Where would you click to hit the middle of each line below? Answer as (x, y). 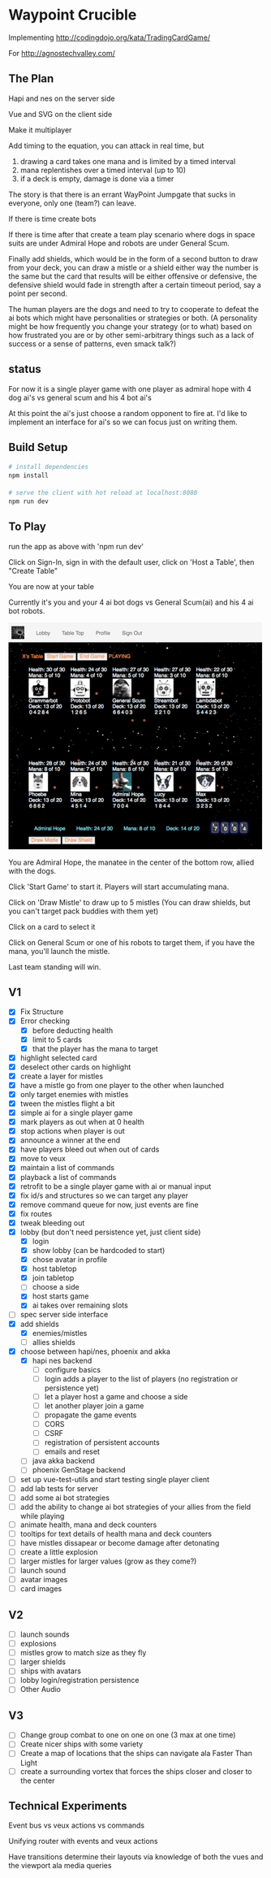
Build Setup (38, 447)
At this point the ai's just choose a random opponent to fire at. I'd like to (128, 413)
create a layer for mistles (62, 1076)
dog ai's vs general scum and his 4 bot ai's (80, 397)
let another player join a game (94, 1406)
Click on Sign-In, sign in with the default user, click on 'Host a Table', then (131, 562)
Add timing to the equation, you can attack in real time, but (106, 145)
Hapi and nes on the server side (62, 98)
